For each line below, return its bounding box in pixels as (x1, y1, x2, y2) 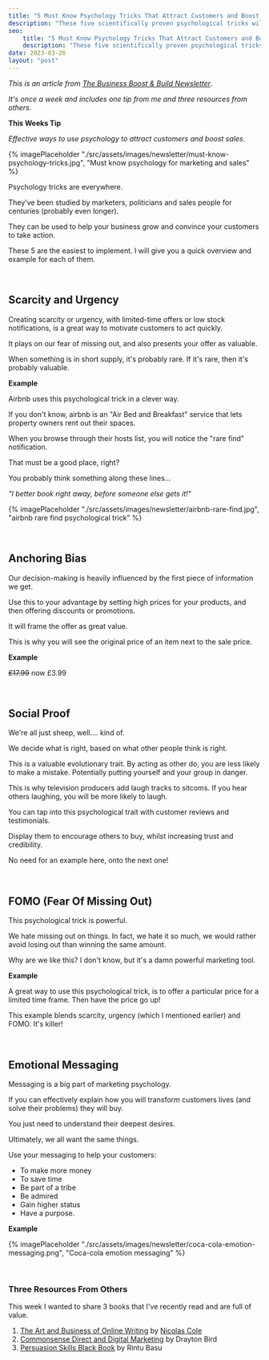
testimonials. (8, 816, 50, 826)
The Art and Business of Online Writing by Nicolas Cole (19, 1326, 203, 1336)
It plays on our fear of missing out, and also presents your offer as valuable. (8, 338, 258, 348)
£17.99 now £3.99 (8, 668, 66, 677)
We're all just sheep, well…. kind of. (8, 728, 125, 737)
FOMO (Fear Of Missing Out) (8, 894, 153, 908)
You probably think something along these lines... (8, 473, 171, 483)
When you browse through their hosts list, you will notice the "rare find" (8, 433, 245, 443)
